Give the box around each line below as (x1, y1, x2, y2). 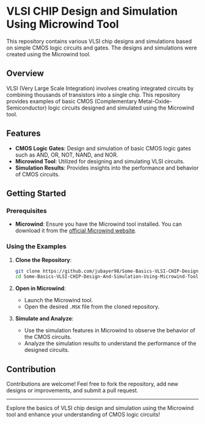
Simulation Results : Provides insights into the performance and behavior (15, 164, 199, 171)
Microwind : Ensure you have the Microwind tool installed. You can (15, 220, 182, 228)
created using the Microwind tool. (6, 50, 91, 58)
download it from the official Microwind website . (15, 227, 137, 234)
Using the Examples (6, 242, 67, 251)
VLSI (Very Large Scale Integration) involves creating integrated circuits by (6, 84, 194, 92)
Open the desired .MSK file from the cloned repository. (24, 303, 160, 310)
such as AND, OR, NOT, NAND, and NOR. (15, 151, 118, 158)
